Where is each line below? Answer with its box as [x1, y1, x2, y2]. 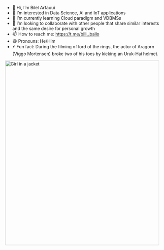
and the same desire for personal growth [12, 26, 95, 31]
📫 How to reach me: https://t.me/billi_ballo [12, 31, 99, 37]
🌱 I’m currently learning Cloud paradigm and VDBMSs [12, 15, 122, 21]
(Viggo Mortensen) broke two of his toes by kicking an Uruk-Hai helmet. [12, 51, 159, 57]
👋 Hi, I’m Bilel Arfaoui [12, 5, 55, 10]
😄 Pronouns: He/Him [12, 38, 56, 44]
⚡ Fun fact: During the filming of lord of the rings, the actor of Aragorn [12, 44, 155, 49]
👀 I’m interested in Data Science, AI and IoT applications [12, 10, 126, 16]
